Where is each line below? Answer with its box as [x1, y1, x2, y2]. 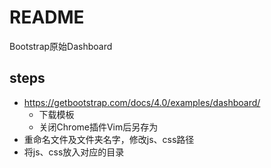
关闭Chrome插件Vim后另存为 [38, 121, 159, 133]
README [9, 6, 85, 29]
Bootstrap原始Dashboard [9, 40, 113, 52]
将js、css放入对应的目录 [23, 146, 125, 158]
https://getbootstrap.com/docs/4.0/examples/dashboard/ [23, 96, 261, 108]
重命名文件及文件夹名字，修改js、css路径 [23, 133, 195, 145]
